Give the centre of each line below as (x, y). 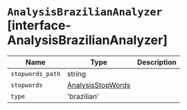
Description (157, 62)
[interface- (39, 26)
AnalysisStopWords (99, 85)
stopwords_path (36, 74)
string (77, 73)
